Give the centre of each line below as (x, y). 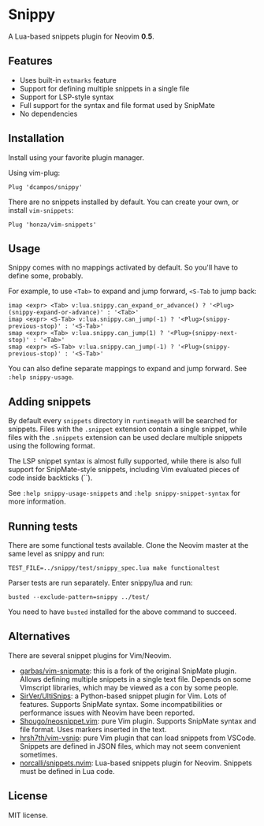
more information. (37, 501)
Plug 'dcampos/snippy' (45, 187)
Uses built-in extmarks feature (68, 80)
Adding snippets (50, 402)
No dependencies (48, 113)
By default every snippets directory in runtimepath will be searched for (123, 421)
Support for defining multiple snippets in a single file (104, 88)
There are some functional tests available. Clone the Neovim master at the (128, 545)
